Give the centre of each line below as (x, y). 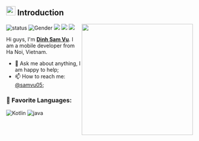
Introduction (40, 13)
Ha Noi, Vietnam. (27, 52)
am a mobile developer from (41, 46)
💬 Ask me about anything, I (48, 63)
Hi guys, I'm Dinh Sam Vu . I (40, 39)
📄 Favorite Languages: (39, 100)
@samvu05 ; (29, 85)
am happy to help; (37, 69)
